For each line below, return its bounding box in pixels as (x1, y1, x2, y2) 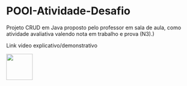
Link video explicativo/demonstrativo (6, 42, 98, 49)
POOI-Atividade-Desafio (6, 4, 130, 18)
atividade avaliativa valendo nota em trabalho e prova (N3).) (6, 30, 155, 37)
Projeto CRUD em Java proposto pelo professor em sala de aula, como (6, 24, 182, 31)
